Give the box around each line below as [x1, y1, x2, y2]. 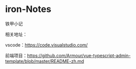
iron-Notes [5, 3, 51, 15]
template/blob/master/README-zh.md [5, 58, 84, 64]
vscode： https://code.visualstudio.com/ [5, 41, 88, 48]
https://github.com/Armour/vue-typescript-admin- [27, 52, 131, 58]
